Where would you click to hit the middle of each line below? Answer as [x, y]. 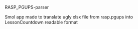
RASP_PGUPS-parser [27, 7]
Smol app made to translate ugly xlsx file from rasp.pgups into [69, 17]
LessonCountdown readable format [41, 22]
